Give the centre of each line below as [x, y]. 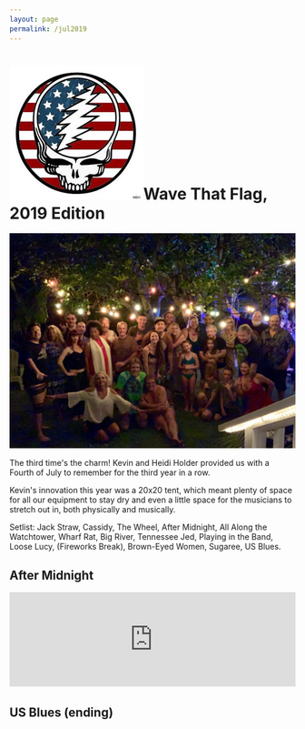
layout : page [34, 19]
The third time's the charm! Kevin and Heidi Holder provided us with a [139, 463]
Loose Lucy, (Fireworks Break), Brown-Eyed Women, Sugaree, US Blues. [145, 547]
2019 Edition [58, 213]
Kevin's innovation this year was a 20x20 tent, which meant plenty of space [151, 491]
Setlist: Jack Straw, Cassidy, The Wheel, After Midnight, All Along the [138, 527]
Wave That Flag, [206, 193]
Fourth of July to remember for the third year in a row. [110, 472]
